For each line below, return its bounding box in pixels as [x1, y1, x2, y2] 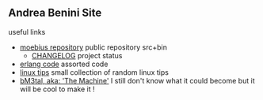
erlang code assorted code [19, 59, 109, 69]
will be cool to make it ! [19, 84, 95, 94]
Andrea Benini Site [8, 6, 102, 20]
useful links [8, 27, 46, 36]
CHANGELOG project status [31, 50, 123, 60]
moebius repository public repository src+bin [19, 43, 168, 52]
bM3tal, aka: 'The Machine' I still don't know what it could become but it [19, 76, 255, 85]
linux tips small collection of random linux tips [19, 67, 169, 77]
